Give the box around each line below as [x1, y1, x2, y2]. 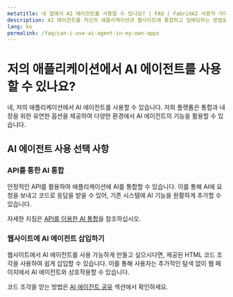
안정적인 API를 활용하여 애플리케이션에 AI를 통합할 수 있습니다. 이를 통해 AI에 [7, 182, 216, 191]
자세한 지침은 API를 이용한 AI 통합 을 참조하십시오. [7, 214, 141, 223]
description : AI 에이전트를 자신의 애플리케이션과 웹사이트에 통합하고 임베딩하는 [7, 17, 210, 24]
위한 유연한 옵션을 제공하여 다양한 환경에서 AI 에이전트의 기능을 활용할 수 [19, 112, 216, 120]
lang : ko [7, 23, 33, 30]
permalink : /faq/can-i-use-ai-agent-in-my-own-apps [7, 29, 159, 37]
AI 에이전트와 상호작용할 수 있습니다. [31, 268, 130, 276]
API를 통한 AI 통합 [7, 165, 64, 175]
